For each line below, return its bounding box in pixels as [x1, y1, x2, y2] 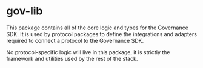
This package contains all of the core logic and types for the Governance [6, 24, 189, 31]
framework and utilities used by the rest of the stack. [6, 55, 138, 62]
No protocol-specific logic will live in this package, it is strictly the [6, 48, 170, 55]
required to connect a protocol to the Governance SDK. [6, 37, 144, 44]
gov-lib [6, 4, 43, 18]
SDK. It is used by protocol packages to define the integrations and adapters [6, 30, 197, 37]
